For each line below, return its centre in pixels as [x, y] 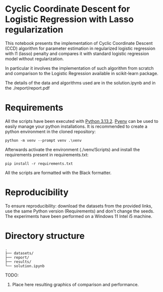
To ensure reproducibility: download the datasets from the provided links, [79, 206]
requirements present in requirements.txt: [47, 155]
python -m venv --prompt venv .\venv [43, 140]
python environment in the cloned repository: [51, 131]
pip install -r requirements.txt [39, 164]
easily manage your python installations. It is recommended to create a [76, 126]
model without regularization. [34, 58]
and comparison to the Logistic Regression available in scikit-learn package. [82, 73]
